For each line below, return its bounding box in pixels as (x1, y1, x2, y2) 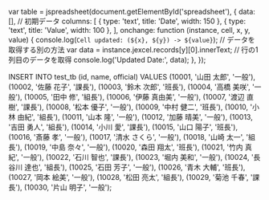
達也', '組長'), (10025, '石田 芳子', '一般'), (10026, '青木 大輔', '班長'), (23, 162, 246, 172)
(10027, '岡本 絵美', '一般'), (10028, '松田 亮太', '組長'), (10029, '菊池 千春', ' (8, 173, 253, 182)
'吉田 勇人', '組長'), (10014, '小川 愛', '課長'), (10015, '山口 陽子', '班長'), (8, 122, 238, 132)
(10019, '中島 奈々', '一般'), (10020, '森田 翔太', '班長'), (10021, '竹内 (23, 142, 243, 152)
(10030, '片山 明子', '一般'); (23, 182, 112, 192)
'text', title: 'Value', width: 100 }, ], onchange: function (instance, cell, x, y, (8, 26, 251, 35)
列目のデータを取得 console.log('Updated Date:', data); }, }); (8, 55, 206, 64)
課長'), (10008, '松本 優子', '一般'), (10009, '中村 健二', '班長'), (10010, (22, 102, 249, 112)
